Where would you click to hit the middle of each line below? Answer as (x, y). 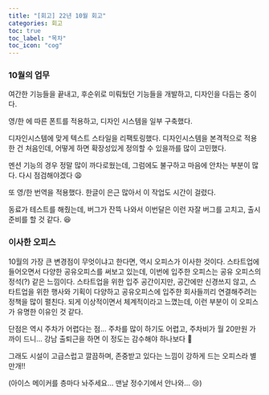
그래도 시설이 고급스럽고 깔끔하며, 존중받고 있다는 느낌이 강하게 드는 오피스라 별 (132, 356)
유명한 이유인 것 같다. (50, 312)
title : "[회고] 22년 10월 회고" (57, 16)
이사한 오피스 (32, 242)
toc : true (25, 31)
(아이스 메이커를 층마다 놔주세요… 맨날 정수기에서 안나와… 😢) (105, 383)
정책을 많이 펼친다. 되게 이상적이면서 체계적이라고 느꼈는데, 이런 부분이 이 (123, 301)
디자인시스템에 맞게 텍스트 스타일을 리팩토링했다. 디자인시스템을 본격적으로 (125, 138)
